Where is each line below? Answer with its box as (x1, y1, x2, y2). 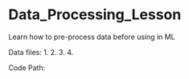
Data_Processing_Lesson (8, 6, 182, 24)
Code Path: (8, 62, 46, 73)
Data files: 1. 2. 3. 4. (8, 47, 74, 57)
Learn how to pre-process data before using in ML (8, 32, 175, 41)
